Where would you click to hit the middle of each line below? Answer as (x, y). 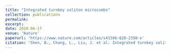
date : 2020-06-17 (24, 29)
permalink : (17, 19)
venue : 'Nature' (22, 33)
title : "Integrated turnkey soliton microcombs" (58, 10)
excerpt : (15, 24)
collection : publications (33, 15)
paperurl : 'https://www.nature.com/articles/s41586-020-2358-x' (75, 38)
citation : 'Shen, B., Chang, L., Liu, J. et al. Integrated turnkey (79, 43)
